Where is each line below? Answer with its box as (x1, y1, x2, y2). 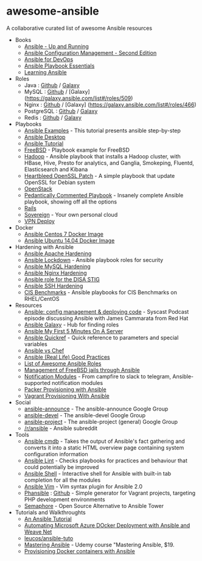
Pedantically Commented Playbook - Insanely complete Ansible (24, 191, 184, 199)
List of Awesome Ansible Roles (24, 359, 102, 367)
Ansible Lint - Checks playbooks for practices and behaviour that (24, 457, 187, 464)
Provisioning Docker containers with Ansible (24, 547, 135, 555)
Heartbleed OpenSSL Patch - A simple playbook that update (24, 172, 175, 179)
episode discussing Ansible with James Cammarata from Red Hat (24, 314, 189, 322)
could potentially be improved (24, 463, 99, 470)
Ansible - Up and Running (24, 43, 89, 50)
